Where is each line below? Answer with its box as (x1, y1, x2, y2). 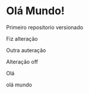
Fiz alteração (6, 35, 38, 42)
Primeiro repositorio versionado (6, 24, 84, 31)
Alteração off (6, 58, 39, 65)
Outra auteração (6, 46, 46, 54)
